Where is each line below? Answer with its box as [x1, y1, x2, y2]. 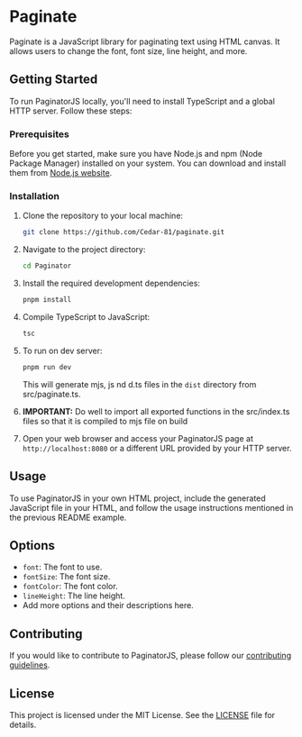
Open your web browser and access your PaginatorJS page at [22, 432, 254, 443]
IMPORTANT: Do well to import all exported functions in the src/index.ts [22, 405, 290, 416]
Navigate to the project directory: [22, 244, 146, 255]
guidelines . [9, 660, 50, 670]
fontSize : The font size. [22, 571, 111, 582]
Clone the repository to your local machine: [22, 210, 183, 222]
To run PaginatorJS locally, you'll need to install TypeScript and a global [9, 96, 275, 106]
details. [9, 719, 37, 730]
